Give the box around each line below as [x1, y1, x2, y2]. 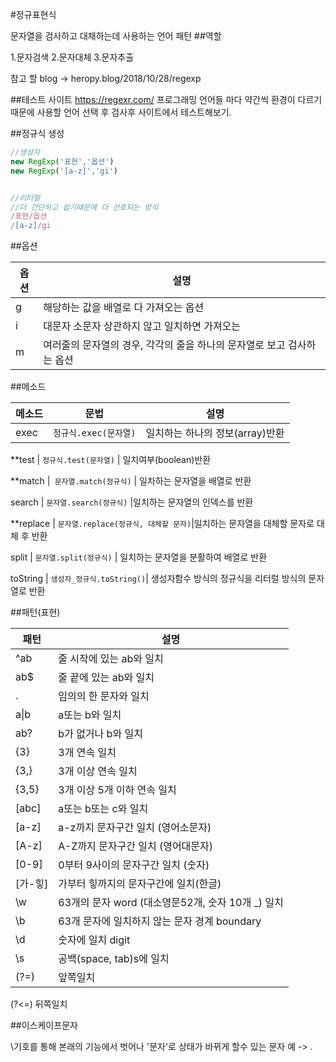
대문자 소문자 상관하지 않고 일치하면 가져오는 [43, 319, 242, 333]
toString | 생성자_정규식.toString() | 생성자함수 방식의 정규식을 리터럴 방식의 [10, 573, 307, 585]
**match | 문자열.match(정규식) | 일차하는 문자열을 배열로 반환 [10, 475, 252, 487]
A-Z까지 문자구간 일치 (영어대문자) [58, 839, 214, 853]
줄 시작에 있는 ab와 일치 [58, 652, 164, 666]
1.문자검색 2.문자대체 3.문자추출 [10, 51, 135, 63]
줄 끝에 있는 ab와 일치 [58, 671, 155, 685]
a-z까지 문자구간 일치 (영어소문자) [58, 821, 212, 835]
